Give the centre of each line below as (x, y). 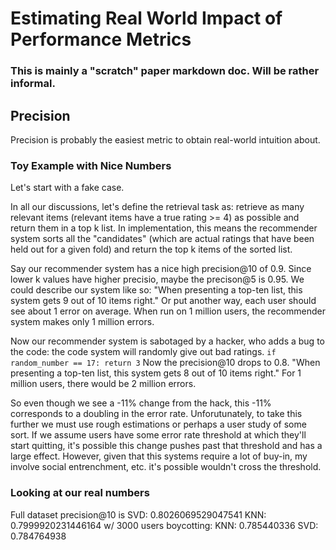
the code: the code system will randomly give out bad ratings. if (143, 352)
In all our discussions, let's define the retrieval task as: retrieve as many (157, 207)
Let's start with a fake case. (67, 188)
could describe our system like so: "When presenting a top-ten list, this (156, 290)
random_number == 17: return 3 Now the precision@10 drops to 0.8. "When (165, 363)
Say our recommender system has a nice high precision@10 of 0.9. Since (161, 269)
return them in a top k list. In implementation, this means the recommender (164, 228)
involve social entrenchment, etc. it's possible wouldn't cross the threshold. (166, 467)
